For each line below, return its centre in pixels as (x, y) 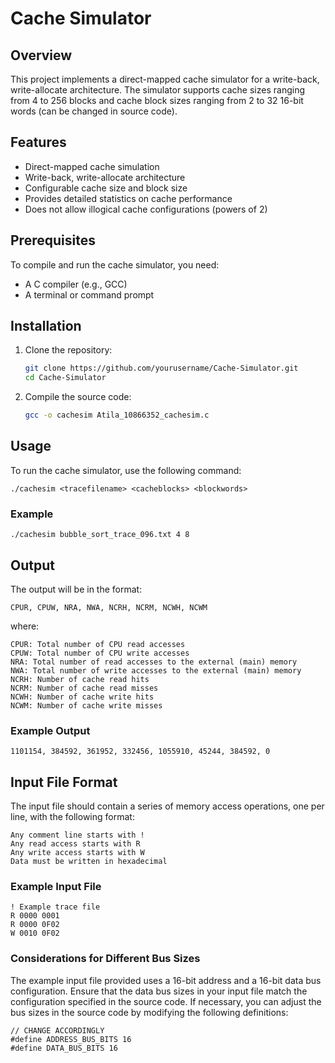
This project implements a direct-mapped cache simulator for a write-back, (165, 79)
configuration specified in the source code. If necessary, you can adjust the (166, 1001)
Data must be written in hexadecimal (89, 862)
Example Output (50, 730)
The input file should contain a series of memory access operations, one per (167, 806)
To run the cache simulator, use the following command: (126, 470)
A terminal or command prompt (89, 294)
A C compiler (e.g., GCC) (76, 284)
